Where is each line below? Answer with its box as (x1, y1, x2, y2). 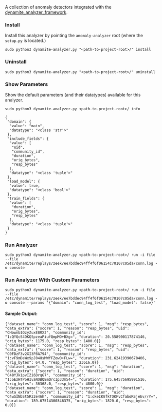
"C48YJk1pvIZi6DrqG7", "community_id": (5, 373, 86, 377)
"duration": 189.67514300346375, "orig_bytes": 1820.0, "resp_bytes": (5, 398, 151, 403)
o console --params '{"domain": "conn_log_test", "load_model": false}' (5, 300, 156, 305)
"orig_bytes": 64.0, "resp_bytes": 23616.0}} (5, 360, 99, 365)
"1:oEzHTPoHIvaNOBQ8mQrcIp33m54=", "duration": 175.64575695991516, (5, 377, 147, 382)
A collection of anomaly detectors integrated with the (5, 4, 112, 10)
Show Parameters (5, 80, 48, 87)
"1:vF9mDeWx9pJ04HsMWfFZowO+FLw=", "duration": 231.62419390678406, (5, 355, 147, 360)
